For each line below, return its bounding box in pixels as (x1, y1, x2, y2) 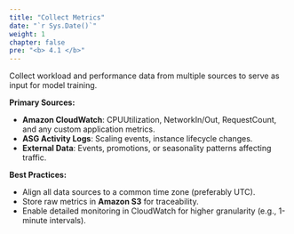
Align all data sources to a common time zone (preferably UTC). (21, 187, 256, 198)
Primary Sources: (9, 97, 75, 108)
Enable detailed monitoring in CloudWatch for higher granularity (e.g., (21, 206, 277, 216)
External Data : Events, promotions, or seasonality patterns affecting (21, 143, 272, 154)
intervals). (49, 215, 86, 226)
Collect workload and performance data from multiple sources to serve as (9, 70, 280, 81)
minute (21, 215, 48, 226)
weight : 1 (9, 29, 46, 38)
